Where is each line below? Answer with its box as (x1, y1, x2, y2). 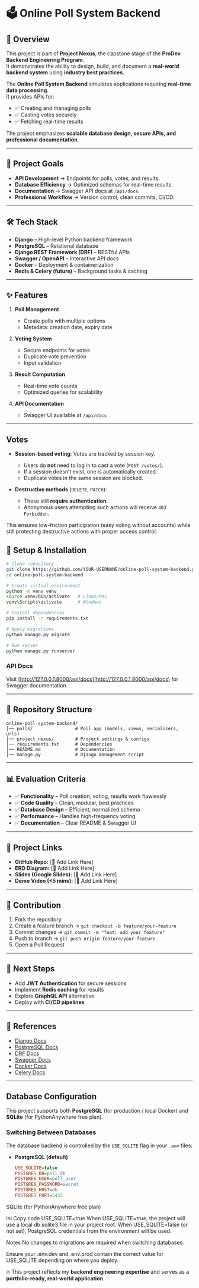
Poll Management (14, 306, 59, 313)
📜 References (6, 1021, 57, 1031)
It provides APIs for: (6, 93, 54, 100)
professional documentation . (6, 136, 79, 143)
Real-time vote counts (23, 383, 78, 390)
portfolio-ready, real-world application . (6, 1274, 105, 1282)
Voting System (14, 335, 52, 342)
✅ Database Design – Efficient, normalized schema (14, 806, 140, 813)
